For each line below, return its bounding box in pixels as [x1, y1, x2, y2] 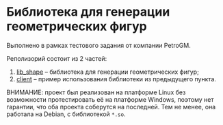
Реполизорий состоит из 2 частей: [6, 54, 107, 62]
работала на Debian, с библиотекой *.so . [6, 110, 126, 118]
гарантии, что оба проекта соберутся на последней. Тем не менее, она [6, 102, 216, 111]
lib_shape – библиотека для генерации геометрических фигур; [16, 68, 199, 76]
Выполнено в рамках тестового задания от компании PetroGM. [6, 41, 191, 49]
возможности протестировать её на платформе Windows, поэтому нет [6, 95, 214, 103]
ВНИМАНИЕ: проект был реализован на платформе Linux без [6, 88, 186, 96]
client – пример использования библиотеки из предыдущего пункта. [16, 74, 217, 83]
